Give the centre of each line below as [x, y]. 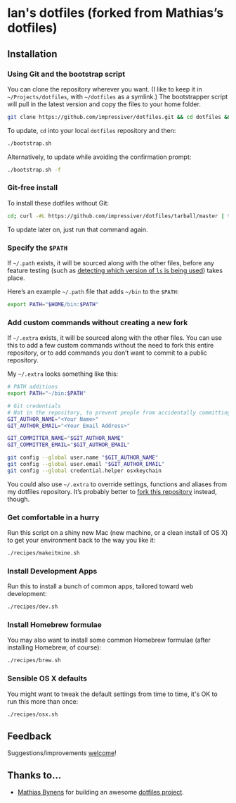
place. [17, 278]
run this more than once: [43, 701]
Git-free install [33, 188]
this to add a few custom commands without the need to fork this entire [111, 346]
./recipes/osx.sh [33, 714]
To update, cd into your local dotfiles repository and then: [92, 130]
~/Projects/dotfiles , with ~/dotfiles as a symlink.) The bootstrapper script [118, 96]
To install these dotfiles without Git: [58, 203]
